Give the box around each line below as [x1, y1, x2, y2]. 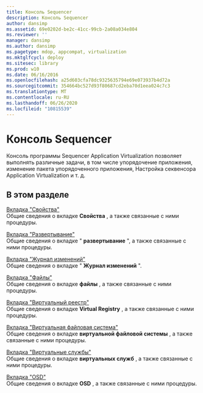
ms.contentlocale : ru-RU [6, 94, 69, 100]
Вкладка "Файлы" [6, 274, 52, 282]
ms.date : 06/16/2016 [6, 72, 59, 78]
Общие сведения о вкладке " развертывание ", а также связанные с [6, 237, 187, 245]
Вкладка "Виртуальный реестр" [6, 299, 90, 306]
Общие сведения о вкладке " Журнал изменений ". [6, 262, 142, 269]
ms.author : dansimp [6, 43, 56, 50]
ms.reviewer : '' [6, 32, 48, 38]
